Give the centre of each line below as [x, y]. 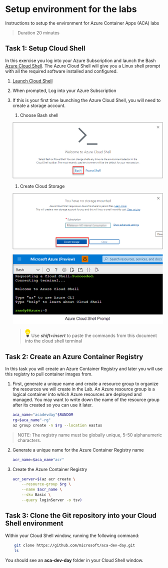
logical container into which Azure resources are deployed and [77, 394]
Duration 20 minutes [38, 32]
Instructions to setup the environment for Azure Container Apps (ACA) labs [82, 23]
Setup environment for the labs [71, 9]
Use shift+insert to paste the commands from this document [94, 335]
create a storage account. [39, 105]
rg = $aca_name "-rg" [31, 420]
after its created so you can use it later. [52, 405]
